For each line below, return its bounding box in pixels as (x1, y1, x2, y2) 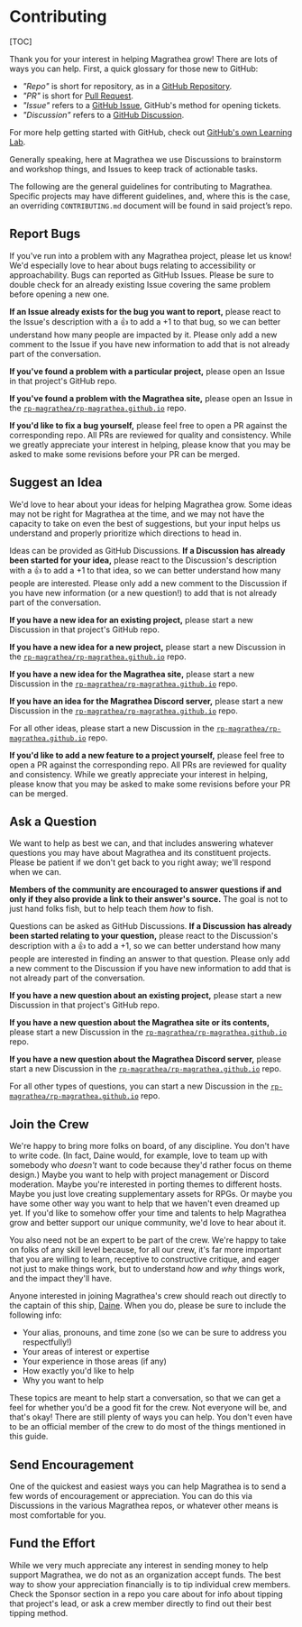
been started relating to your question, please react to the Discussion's (9, 931, 279, 942)
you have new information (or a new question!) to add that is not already (9, 587, 278, 598)
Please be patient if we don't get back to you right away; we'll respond (9, 857, 272, 868)
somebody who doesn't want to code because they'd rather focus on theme (9, 1160, 292, 1171)
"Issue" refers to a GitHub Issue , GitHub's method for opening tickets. (22, 99, 281, 110)
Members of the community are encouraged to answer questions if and (9, 884, 282, 895)
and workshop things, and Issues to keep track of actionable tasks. (9, 163, 259, 174)
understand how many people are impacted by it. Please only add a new (9, 329, 278, 340)
